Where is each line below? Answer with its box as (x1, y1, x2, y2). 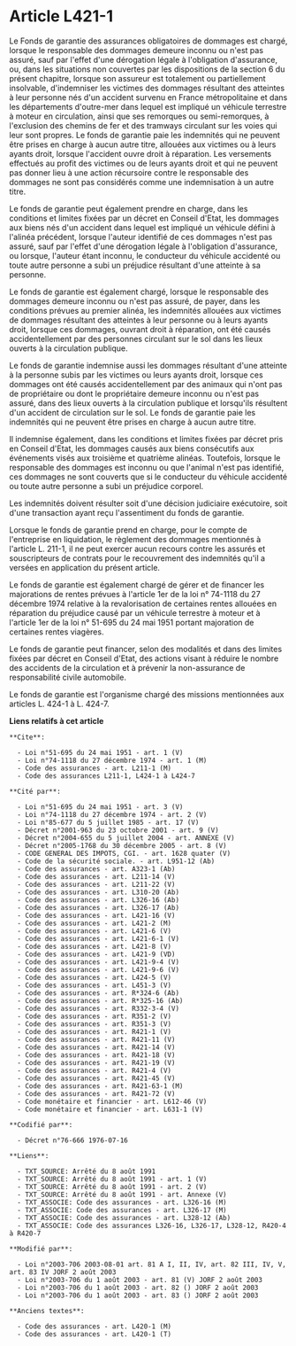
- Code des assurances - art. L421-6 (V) (17, 926, 172, 936)
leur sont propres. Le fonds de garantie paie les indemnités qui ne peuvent (9, 129, 281, 140)
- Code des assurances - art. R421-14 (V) (17, 1043, 176, 1052)
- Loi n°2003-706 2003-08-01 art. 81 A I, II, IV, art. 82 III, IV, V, (17, 1260, 287, 1269)
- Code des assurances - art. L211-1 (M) (17, 764, 172, 773)
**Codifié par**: (9, 1120, 73, 1129)
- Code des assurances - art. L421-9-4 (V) (17, 957, 179, 967)
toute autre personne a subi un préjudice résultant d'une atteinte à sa (9, 260, 261, 270)
